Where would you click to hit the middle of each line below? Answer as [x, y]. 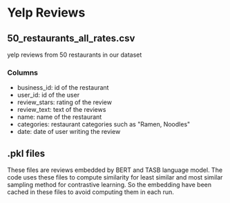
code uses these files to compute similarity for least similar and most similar [115, 177]
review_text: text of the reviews [61, 110]
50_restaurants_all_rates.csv [71, 38]
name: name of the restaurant [59, 117]
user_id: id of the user [48, 95]
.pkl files [26, 153]
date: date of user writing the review [69, 132]
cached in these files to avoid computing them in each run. [91, 192]
